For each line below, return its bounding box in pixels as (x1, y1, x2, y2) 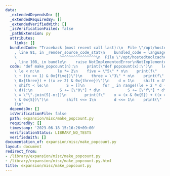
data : (5, 7, 17, 13)
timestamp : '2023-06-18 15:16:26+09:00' (10, 125, 96, 130)
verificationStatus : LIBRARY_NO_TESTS (10, 130, 92, 135)
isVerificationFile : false (10, 111, 67, 117)
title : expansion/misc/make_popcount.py (5, 163, 92, 168)
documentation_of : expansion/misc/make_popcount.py (5, 139, 116, 145)
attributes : (10, 36, 35, 41)
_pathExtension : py (10, 31, 51, 36)
